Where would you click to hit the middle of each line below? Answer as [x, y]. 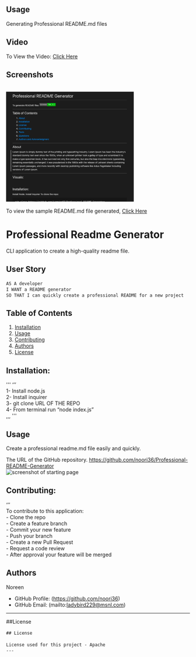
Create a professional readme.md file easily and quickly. [73, 448]
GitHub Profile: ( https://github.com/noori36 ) [67, 598]
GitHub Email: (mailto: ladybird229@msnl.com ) [70, 605]
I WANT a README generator [39, 290]
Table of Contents [39, 313]
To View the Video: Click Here [42, 56]
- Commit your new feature [38, 529]
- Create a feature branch [37, 523]
